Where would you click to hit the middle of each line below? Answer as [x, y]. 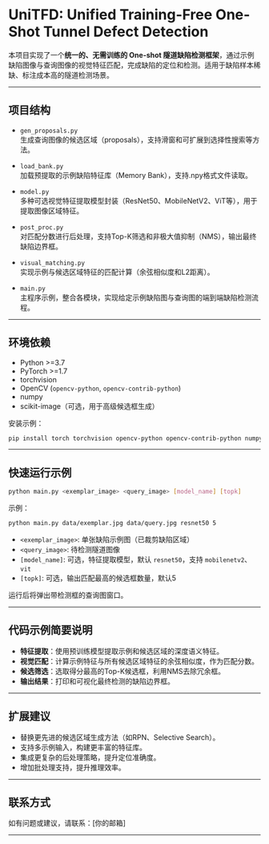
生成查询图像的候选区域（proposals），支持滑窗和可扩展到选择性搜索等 [136, 139]
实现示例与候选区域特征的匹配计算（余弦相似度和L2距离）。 [117, 272]
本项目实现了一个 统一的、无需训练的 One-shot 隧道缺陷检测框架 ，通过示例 [131, 55]
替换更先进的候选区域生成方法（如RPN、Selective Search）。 [120, 737]
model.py [34, 192]
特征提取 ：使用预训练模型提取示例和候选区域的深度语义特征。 [122, 651]
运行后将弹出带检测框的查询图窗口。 [68, 595]
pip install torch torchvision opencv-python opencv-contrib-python [125, 438]
